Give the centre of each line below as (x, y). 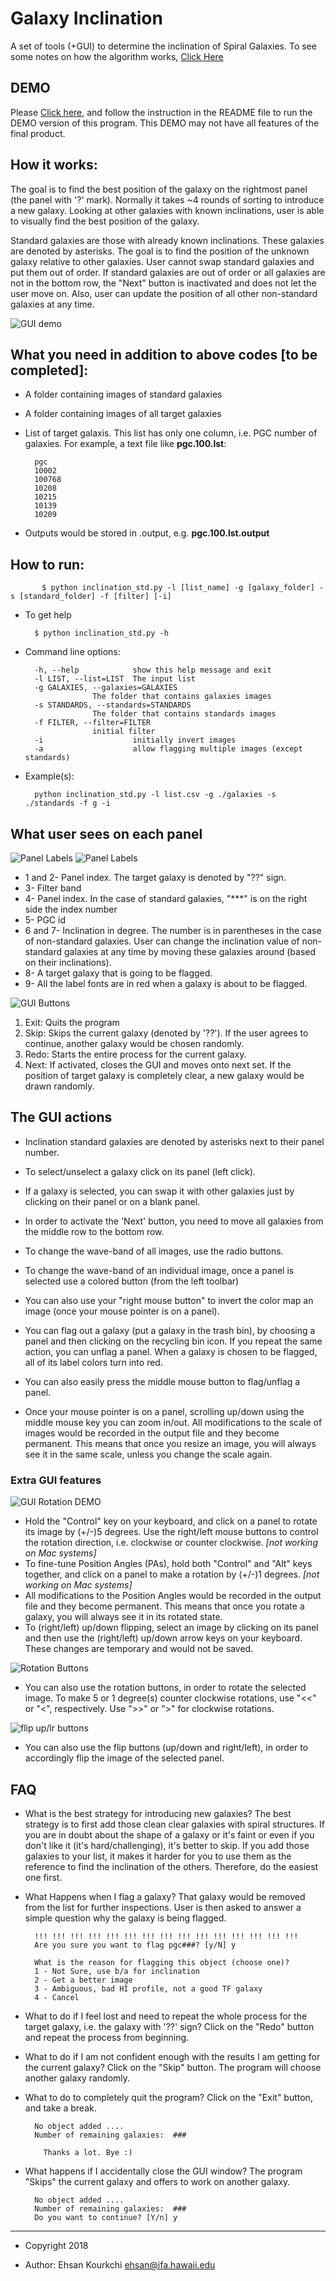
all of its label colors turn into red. (93, 1362)
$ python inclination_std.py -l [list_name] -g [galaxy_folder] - (183, 588)
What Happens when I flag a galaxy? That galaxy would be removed (165, 1896)
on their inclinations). (68, 962)
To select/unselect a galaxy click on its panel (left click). (140, 1171)
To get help (48, 615)
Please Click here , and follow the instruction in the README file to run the (161, 112)
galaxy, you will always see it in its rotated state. (123, 1617)
